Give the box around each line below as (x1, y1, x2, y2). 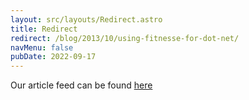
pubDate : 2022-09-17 (10, 52, 97, 62)
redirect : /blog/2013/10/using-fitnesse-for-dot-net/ (10, 33, 240, 43)
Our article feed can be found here (10, 79, 153, 91)
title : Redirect (10, 24, 78, 34)
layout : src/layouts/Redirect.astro (10, 14, 163, 25)
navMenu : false (10, 42, 74, 53)
